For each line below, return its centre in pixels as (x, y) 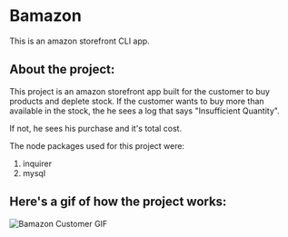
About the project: (62, 69)
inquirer (37, 163)
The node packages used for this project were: (97, 145)
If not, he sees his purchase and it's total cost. (96, 128)
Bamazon (45, 16)
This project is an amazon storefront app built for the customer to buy (140, 91)
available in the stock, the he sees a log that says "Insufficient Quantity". (144, 111)
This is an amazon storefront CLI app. (79, 41)
